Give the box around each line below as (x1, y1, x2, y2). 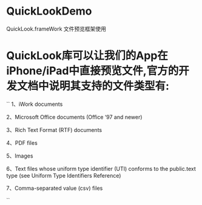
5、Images (6, 152, 33, 159)
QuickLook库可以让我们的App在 (6, 49, 169, 63)
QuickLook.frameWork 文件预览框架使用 (6, 25, 107, 32)
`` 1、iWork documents (6, 100, 63, 108)
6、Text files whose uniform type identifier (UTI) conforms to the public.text (6, 165, 196, 172)
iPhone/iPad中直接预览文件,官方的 (6, 64, 179, 78)
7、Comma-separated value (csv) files (6, 184, 103, 192)
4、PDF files (6, 139, 38, 147)
